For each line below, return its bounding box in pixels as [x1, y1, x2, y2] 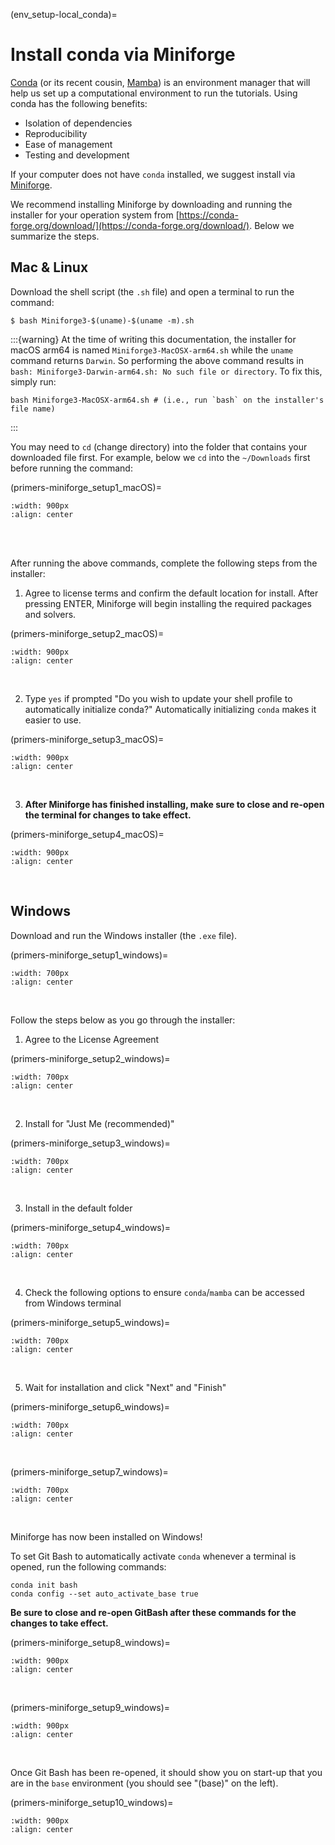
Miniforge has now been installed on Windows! [10, 1530, 203, 1543]
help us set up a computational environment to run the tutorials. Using [10, 87, 298, 99]
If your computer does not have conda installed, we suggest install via [10, 168, 296, 180]
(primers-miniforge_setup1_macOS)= [10, 481, 162, 493]
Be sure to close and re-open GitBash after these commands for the [10, 1606, 297, 1618]
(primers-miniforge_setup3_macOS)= [10, 733, 165, 745]
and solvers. [24, 608, 77, 620]
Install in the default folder [24, 1202, 133, 1214]
